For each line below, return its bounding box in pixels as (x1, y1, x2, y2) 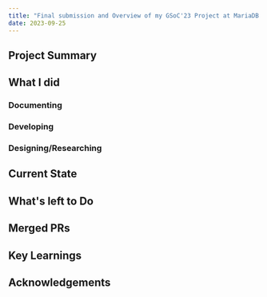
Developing (8, 121, 54, 133)
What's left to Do (8, 194, 94, 208)
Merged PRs (8, 221, 70, 236)
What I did (8, 76, 60, 89)
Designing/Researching (8, 143, 102, 154)
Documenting (8, 100, 62, 111)
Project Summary (8, 49, 98, 62)
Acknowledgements (8, 276, 111, 289)
